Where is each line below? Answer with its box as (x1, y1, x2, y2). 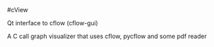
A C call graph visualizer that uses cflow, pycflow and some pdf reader (7, 32, 207, 40)
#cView (7, 6, 29, 14)
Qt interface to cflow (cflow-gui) (7, 19, 98, 27)
